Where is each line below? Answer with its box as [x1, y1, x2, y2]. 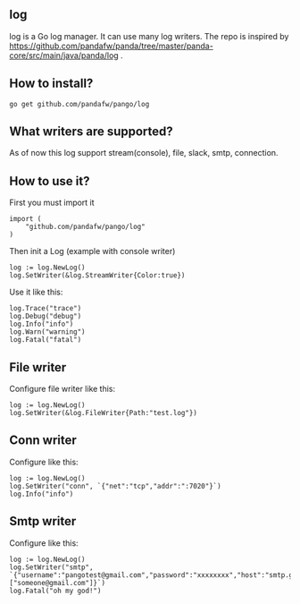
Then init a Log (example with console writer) [9, 246, 176, 257]
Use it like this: [9, 286, 63, 298]
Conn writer [9, 433, 78, 448]
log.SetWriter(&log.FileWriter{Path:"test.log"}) [9, 409, 198, 418]
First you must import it [9, 197, 96, 208]
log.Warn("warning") [9, 328, 87, 336]
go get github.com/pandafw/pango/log [9, 99, 150, 108]
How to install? [9, 76, 94, 91]
